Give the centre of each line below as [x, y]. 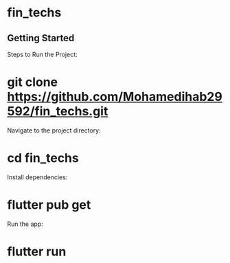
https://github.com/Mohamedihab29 [115, 97]
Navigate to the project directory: [54, 130]
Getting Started [41, 38]
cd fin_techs [43, 158]
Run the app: [25, 224]
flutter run [37, 251]
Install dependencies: [37, 177]
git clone [33, 82]
